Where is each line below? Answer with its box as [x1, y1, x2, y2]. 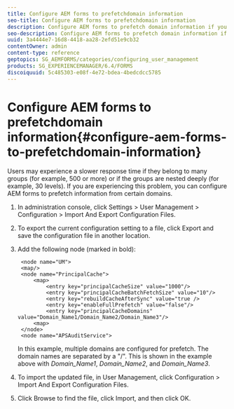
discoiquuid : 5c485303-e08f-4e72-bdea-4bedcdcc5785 [7, 69, 161, 76]
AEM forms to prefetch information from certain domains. [7, 189, 173, 198]
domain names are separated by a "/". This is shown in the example [17, 352, 212, 361]
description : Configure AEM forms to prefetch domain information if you [7, 23, 228, 30]
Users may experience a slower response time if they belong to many [7, 167, 208, 175]
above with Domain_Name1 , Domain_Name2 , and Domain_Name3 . [17, 359, 210, 368]
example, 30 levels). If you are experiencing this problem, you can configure [7, 182, 228, 190]
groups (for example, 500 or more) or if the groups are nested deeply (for [7, 175, 219, 183]
